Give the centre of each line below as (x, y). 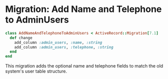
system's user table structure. (36, 71)
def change (21, 38)
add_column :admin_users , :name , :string (58, 42)
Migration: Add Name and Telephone (83, 9)
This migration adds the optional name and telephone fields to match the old (84, 66)
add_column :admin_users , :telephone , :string (64, 47)
